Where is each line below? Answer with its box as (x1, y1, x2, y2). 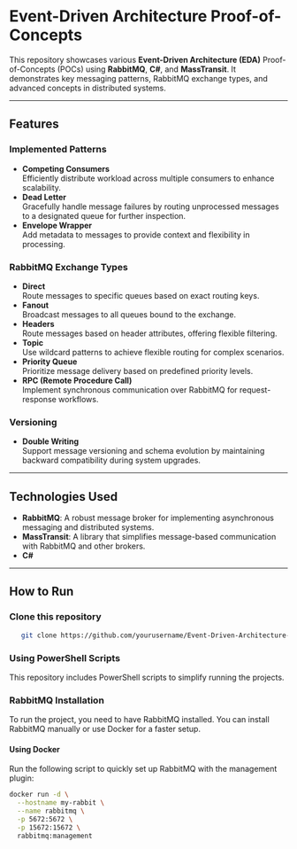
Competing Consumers (21, 163, 110, 174)
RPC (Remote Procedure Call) (21, 375, 133, 386)
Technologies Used (9, 489, 118, 504)
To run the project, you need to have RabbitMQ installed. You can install (9, 714, 270, 725)
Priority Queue (21, 356, 78, 367)
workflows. (58, 393, 99, 404)
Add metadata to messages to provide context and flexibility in (21, 229, 250, 240)
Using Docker (9, 744, 60, 754)
